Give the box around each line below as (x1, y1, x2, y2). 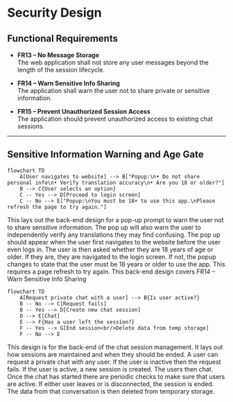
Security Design (7, 5, 102, 21)
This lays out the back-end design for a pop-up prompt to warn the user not (7, 215, 224, 224)
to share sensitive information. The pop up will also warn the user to (7, 223, 201, 231)
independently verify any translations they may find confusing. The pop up (7, 231, 221, 239)
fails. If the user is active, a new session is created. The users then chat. (7, 365, 214, 373)
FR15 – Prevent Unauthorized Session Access (17, 108, 151, 115)
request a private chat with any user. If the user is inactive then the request (7, 358, 221, 366)
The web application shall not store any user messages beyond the (17, 58, 209, 67)
